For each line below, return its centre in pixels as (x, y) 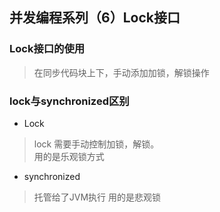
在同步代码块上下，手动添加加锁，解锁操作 (121, 72)
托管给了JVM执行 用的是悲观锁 (97, 197)
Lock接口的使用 (47, 49)
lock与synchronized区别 (69, 101)
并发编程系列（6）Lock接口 (95, 18)
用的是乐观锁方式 (69, 156)
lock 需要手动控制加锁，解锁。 (96, 144)
